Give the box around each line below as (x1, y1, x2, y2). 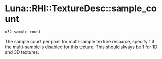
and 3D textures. (5, 49, 40, 55)
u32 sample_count (5, 29, 41, 34)
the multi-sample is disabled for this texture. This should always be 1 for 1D (5, 44, 158, 50)
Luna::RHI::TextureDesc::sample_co (5, 3, 157, 14)
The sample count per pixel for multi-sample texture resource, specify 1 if (5, 38, 155, 44)
